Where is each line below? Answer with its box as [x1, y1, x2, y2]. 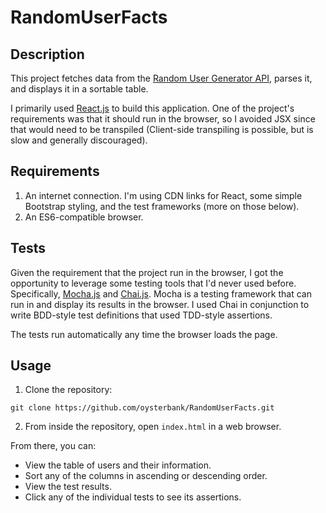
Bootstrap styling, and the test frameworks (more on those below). [24, 200, 300, 212]
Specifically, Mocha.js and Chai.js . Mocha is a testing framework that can [10, 287, 312, 300]
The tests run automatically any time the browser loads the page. [10, 328, 278, 340]
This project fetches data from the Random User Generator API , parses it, [10, 72, 313, 84]
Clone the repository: [24, 384, 113, 396]
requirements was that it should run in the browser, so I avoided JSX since [10, 113, 316, 125]
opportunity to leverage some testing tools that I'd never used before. [10, 277, 297, 289]
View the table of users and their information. [24, 459, 212, 471]
